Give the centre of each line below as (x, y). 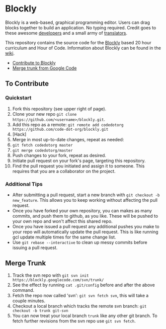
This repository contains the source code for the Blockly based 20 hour (78, 42)
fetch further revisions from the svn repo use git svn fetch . (74, 321)
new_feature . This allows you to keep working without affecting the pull (85, 200)
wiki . (10, 53)
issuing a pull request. (35, 247)
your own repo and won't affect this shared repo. (62, 221)
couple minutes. (29, 301)
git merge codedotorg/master (42, 150)
